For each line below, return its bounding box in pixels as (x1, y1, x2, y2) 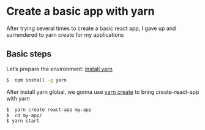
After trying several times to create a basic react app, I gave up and (6, 25, 176, 32)
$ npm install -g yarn (6, 77, 67, 83)
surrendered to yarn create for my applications (6, 31, 124, 38)
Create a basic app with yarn (6, 4, 155, 18)
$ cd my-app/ (6, 112, 43, 118)
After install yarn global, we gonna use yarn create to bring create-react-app (6, 88, 199, 96)
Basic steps (6, 49, 52, 59)
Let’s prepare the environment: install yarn (6, 65, 113, 72)
